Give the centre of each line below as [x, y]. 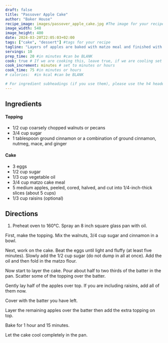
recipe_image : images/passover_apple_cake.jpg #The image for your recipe [85, 24]
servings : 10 [19, 51]
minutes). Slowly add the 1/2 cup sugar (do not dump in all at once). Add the [83, 256]
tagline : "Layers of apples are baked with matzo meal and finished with [84, 47]
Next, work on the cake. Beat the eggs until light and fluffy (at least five [78, 251]
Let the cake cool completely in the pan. [46, 335]
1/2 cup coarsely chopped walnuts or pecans [59, 128]
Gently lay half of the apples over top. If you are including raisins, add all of [82, 286]
